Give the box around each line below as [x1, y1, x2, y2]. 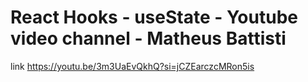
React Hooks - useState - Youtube [10, 6, 298, 29]
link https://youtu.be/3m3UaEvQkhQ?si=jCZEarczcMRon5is [10, 60, 255, 72]
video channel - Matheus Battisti [10, 27, 287, 50]
